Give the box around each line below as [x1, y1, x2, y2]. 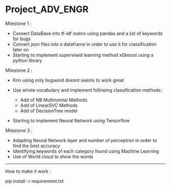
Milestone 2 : [5, 67, 33, 73]
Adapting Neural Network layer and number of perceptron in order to [12, 137, 157, 143]
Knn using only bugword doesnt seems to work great [12, 77, 124, 83]
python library [12, 57, 42, 63]
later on [12, 46, 29, 52]
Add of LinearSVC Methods [20, 102, 78, 108]
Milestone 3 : [5, 127, 33, 133]
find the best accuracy [12, 143, 60, 149]
